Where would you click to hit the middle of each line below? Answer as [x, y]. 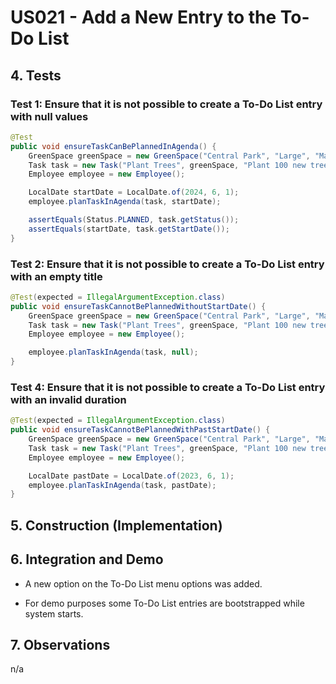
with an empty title [56, 276]
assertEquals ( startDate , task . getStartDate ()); [129, 229]
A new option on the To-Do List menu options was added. [143, 583]
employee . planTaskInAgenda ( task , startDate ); [125, 202]
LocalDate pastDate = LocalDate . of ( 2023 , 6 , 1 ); [131, 476]
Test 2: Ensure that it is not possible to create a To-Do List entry [167, 264]
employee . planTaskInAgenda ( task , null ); [113, 352]
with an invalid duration [68, 399]
